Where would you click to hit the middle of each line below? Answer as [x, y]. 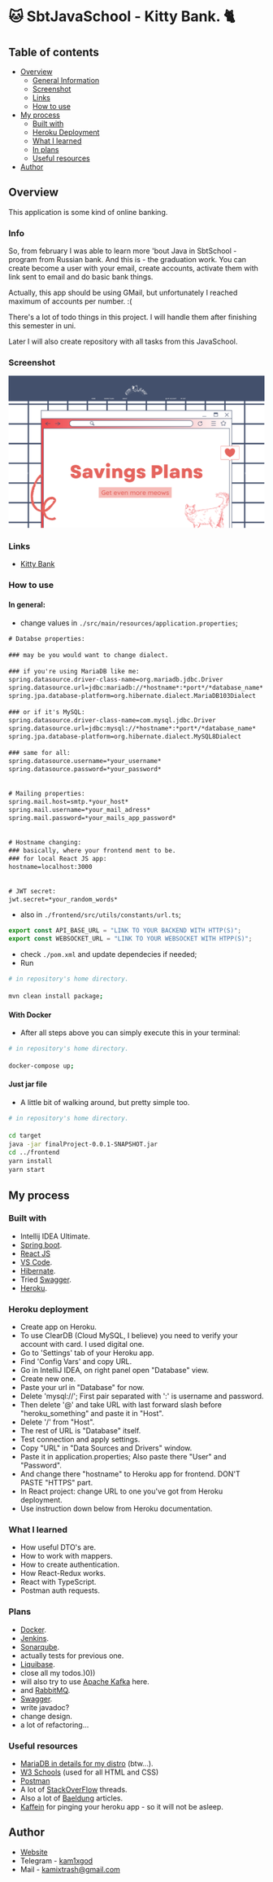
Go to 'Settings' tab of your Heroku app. [87, 1353]
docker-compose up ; [41, 1066]
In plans [45, 149]
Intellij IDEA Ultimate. [55, 1236]
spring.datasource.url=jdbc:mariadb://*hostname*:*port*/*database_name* [136, 687]
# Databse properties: [47, 638]
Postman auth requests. [60, 1590]
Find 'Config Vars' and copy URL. [76, 1362]
